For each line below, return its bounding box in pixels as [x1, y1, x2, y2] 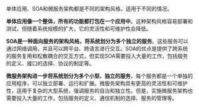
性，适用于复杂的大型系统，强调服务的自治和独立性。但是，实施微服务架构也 [6, 87, 193, 94]
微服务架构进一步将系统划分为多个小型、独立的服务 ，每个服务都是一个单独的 [6, 73, 193, 79]
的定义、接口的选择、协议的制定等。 [6, 60, 95, 67]
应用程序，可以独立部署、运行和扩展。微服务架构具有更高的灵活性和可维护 [6, 80, 188, 87]
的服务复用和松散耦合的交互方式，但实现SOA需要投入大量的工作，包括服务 [6, 53, 188, 59]
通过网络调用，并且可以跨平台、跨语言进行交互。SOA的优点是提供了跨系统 [6, 45, 188, 52]
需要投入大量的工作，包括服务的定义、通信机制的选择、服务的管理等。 [6, 95, 178, 102]
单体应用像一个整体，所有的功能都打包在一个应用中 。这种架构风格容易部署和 [6, 18, 193, 25]
